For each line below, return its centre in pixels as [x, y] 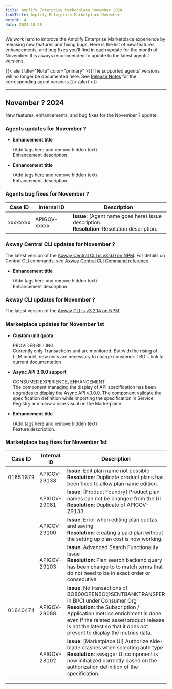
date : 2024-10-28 [24, 24]
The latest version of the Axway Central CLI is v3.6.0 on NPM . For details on [85, 255]
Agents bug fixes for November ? [47, 194]
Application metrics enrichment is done [114, 613]
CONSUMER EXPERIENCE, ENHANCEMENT [59, 382]
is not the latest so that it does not [107, 626]
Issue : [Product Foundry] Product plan [113, 492]
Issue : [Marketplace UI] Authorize [108, 641]
